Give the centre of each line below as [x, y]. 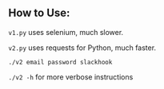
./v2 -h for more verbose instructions [71, 77]
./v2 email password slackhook [60, 62]
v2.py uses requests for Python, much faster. [82, 48]
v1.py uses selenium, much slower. [66, 32]
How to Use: [39, 13]
